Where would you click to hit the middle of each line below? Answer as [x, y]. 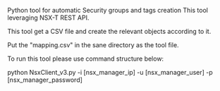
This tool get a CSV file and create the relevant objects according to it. [109, 31]
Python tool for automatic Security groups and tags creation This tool [108, 10]
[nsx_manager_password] [45, 80]
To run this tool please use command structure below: [86, 59]
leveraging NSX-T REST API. [48, 18]
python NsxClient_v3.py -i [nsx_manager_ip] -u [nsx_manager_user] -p [110, 72]
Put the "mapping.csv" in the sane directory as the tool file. [93, 45]
